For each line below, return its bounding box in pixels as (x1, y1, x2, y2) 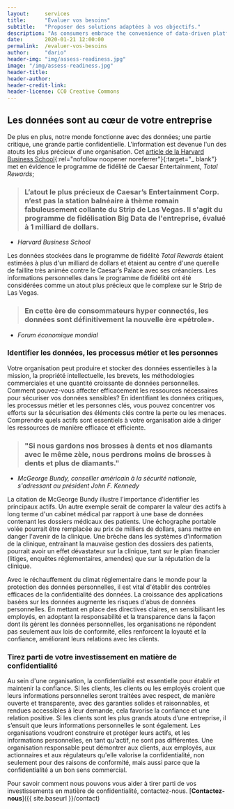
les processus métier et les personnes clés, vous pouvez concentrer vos (7, 401, 216, 409)
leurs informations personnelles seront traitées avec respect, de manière (7, 692, 216, 700)
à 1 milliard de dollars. (24, 221, 100, 231)
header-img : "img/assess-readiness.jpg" (7, 56, 127, 63)
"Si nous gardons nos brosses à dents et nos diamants (24, 441, 213, 451)
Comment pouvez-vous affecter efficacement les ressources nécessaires (7, 386, 218, 395)
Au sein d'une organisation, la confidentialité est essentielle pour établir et (7, 677, 220, 685)
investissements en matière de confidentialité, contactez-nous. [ (7, 787, 192, 795)
